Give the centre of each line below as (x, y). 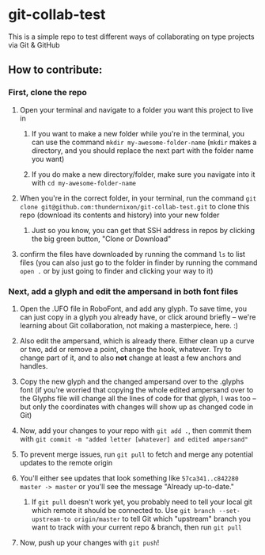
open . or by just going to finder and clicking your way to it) (116, 270)
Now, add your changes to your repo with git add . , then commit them (135, 431)
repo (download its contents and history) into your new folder (119, 215)
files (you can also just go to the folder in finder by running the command (138, 262)
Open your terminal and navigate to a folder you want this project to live (136, 109)
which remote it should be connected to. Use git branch (123, 510)
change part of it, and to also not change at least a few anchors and (130, 358)
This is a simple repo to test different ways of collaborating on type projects (131, 36)
